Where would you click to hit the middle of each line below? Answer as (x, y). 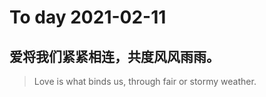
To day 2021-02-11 (88, 17)
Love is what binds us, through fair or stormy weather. (145, 81)
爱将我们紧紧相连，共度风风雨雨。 (114, 56)
